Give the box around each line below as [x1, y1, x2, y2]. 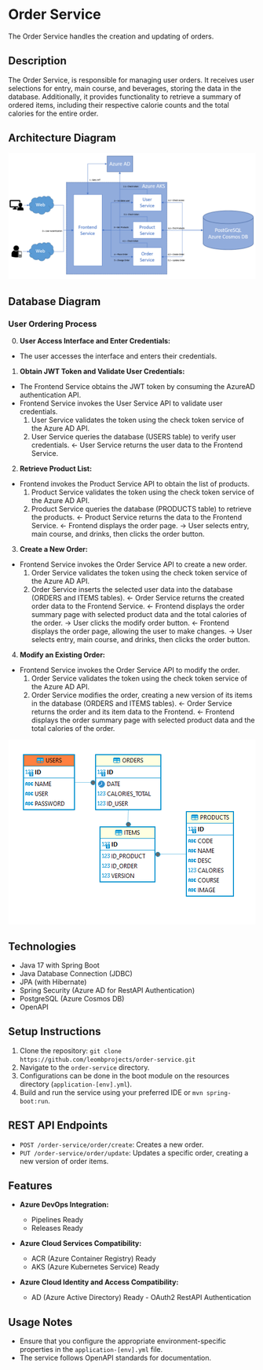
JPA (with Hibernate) [19, 977, 87, 986]
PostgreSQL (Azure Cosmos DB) [19, 994, 125, 1003]
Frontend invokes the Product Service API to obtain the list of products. [19, 479, 250, 489]
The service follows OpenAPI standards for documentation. [19, 1353, 212, 1363]
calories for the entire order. [8, 108, 99, 118]
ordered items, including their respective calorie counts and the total [8, 100, 229, 109]
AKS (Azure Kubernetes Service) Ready [31, 1262, 159, 1272]
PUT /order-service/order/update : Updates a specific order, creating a [19, 1148, 249, 1157]
